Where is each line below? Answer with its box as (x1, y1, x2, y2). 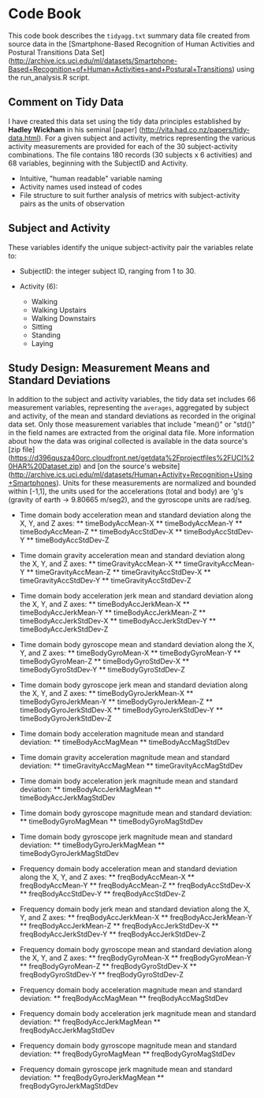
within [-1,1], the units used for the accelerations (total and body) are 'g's (8, 486, 244, 497)
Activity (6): (19, 281, 58, 291)
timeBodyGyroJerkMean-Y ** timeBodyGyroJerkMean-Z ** (19, 697, 213, 706)
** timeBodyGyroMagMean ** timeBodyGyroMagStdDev (19, 817, 203, 826)
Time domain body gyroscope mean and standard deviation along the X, (19, 640, 255, 649)
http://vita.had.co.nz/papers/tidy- (141, 125, 250, 134)
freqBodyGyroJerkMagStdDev (19, 1081, 118, 1091)
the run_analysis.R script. (8, 73, 91, 82)
